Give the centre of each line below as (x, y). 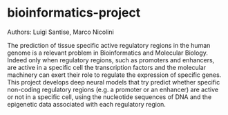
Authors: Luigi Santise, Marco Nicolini (60, 32)
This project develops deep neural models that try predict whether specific (114, 82)
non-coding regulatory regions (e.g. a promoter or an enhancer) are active (113, 89)
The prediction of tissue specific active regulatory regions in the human (109, 45)
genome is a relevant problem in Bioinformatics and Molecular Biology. (108, 53)
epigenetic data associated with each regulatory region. (86, 104)
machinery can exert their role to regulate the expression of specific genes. (114, 75)
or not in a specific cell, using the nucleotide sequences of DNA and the (110, 97)
